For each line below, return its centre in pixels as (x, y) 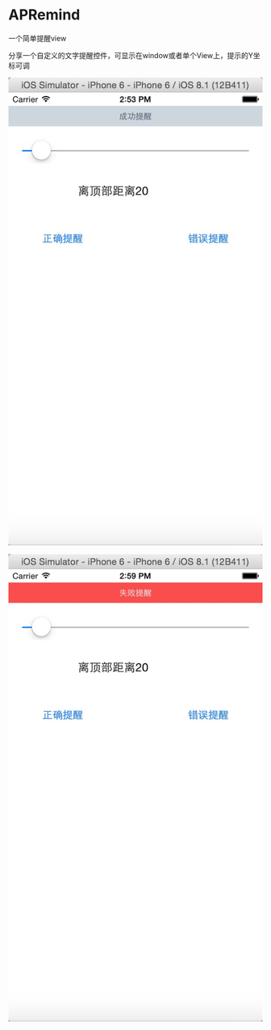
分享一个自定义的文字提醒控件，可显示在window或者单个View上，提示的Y (131, 55)
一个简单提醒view (38, 38)
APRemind (44, 15)
